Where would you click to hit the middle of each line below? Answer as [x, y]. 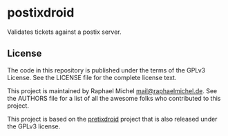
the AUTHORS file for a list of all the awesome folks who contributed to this [114, 98]
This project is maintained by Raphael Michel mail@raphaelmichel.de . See [112, 90]
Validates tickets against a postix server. [65, 32]
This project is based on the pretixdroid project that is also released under [112, 119]
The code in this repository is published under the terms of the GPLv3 [106, 70]
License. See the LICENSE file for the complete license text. [92, 77]
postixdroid [41, 13]
